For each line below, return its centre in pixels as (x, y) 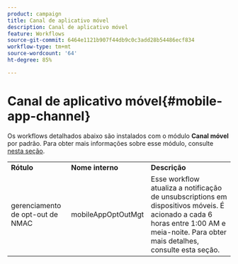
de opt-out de (35, 214)
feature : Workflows (36, 34)
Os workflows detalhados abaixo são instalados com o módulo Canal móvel (118, 136)
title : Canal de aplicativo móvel (58, 21)
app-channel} (49, 116)
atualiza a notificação (186, 188)
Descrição (169, 167)
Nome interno (95, 167)
